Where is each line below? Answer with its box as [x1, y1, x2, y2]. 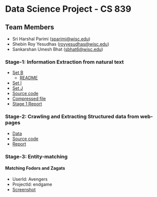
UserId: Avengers [12, 176, 48, 182]
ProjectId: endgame [12, 181, 53, 187]
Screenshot [12, 186, 36, 192]
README [19, 75, 38, 81]
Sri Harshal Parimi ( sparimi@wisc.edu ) [12, 36, 91, 42]
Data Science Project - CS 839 [5, 3, 131, 15]
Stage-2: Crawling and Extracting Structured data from [5, 113, 139, 120]
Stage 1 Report [12, 101, 42, 107]
